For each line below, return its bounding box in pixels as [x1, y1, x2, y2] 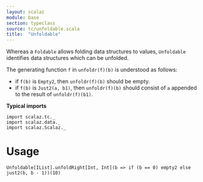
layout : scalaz [6, 8, 45, 15]
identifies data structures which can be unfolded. [6, 54, 129, 62]
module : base [6, 15, 39, 21]
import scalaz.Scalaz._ [6, 125, 67, 131]
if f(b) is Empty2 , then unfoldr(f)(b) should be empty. [15, 78, 150, 85]
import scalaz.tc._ [6, 114, 56, 120]
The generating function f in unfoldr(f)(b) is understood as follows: [6, 66, 178, 73]
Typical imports [6, 102, 47, 109]
